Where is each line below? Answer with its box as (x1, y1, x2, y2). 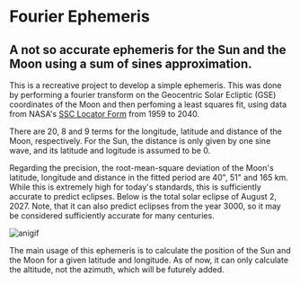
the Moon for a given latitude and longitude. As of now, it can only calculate (9, 254, 289, 265)
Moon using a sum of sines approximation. (9, 56, 253, 71)
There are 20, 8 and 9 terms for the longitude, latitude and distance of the (9, 126, 283, 137)
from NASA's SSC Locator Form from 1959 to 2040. (9, 109, 200, 119)
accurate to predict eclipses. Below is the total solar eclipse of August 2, (9, 191, 277, 201)
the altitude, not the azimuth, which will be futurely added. (9, 264, 225, 275)
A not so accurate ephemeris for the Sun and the (9, 42, 287, 58)
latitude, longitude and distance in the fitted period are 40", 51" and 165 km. (9, 173, 289, 182)
